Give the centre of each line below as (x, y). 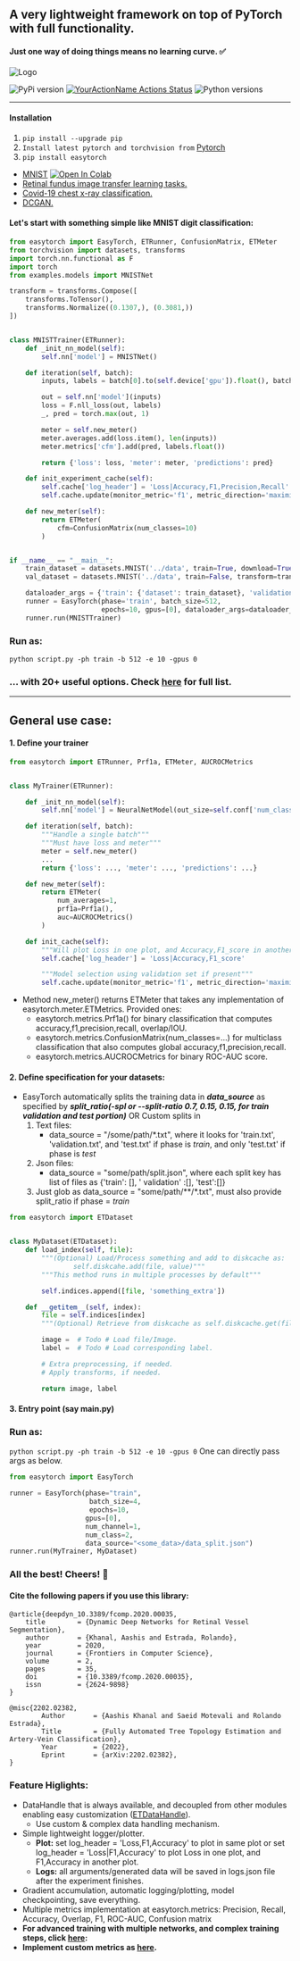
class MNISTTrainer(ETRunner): (67, 340)
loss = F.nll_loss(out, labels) (102, 405)
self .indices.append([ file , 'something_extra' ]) (133, 1291)
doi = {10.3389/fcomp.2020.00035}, (109, 1677)
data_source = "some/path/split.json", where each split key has (165, 1172)
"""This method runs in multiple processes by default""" (151, 1275)
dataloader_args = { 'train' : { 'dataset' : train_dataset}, (135, 593)
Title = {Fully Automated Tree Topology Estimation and (161, 1732)
